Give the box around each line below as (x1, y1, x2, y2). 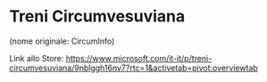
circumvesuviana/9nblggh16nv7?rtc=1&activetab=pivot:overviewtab (9, 62, 259, 73)
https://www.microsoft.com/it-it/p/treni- (65, 53, 213, 63)
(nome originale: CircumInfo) (9, 36, 115, 46)
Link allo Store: (9, 53, 64, 63)
